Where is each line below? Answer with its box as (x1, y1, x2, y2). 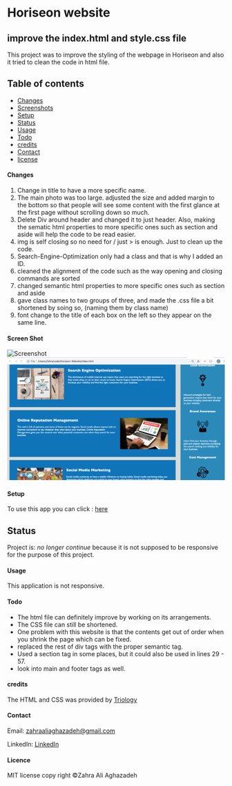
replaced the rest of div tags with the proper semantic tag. (17, 642, 183, 651)
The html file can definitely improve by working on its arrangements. (17, 613, 212, 621)
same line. (17, 318, 47, 327)
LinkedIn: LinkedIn (7, 740, 59, 749)
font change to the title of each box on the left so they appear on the (17, 311, 212, 319)
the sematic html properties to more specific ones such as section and (17, 223, 218, 231)
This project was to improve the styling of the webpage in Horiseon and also (7, 50, 224, 59)
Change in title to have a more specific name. (17, 186, 146, 195)
